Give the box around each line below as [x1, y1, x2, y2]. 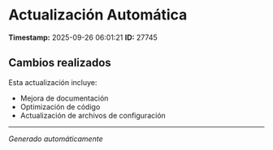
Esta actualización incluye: [8, 77, 97, 87]
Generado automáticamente [8, 134, 103, 144]
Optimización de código [19, 101, 101, 111]
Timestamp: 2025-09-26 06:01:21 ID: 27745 [8, 32, 158, 42]
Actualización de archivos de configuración [19, 110, 167, 120]
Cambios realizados [8, 56, 111, 70]
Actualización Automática [8, 6, 188, 24]
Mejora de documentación [19, 93, 109, 103]
